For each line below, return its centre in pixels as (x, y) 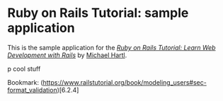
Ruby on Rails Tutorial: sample (98, 13)
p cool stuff (24, 69)
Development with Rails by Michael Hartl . (67, 55)
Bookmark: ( (25, 82)
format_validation (33, 90)
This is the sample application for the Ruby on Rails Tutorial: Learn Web (111, 47)
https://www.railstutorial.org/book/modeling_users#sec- (125, 82)
